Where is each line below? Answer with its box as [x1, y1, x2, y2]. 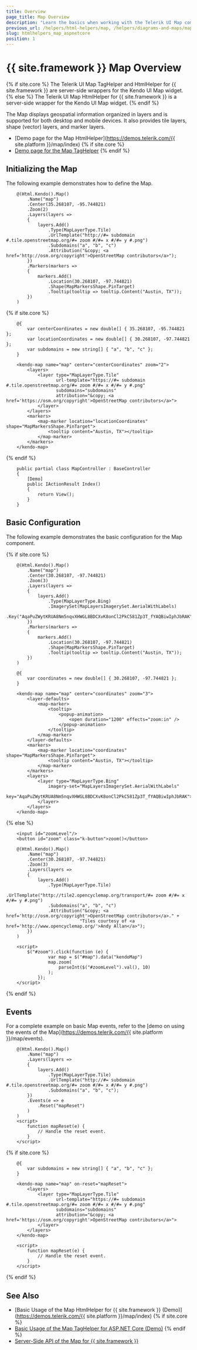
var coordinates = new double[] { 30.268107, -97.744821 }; [27, 675, 177, 681]
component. [6, 539, 35, 546]
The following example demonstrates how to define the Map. [6, 180, 153, 187]
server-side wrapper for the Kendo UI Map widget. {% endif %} [6, 99, 159, 106]
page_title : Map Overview [6, 14, 69, 20]
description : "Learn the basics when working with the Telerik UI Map [6, 19, 182, 25]
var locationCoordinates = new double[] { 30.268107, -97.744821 [27, 336, 191, 342]
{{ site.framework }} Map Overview [6, 61, 182, 75]
